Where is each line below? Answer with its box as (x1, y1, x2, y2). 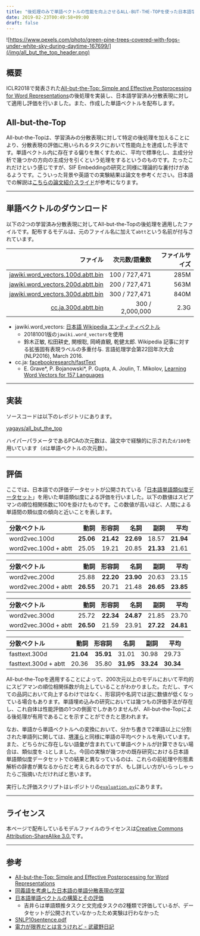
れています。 (6, 235, 37, 243)
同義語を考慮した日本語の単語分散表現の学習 (14, 887, 125, 894)
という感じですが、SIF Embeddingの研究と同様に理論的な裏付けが (21, 164, 185, 171)
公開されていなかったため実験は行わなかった (49, 909, 160, 917)
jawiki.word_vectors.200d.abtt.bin (9, 280, 104, 289)
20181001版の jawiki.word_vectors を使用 (23, 330, 124, 337)
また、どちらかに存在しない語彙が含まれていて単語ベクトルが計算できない (6, 741, 189, 748)
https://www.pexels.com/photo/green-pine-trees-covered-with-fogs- (10, 36, 180, 44)
